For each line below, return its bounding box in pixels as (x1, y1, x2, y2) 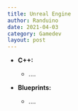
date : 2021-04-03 (7, 23, 59, 30)
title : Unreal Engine (7, 10, 72, 18)
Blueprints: (17, 83, 52, 92)
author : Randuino (7, 17, 59, 24)
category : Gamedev (7, 30, 62, 37)
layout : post (7, 37, 46, 44)
